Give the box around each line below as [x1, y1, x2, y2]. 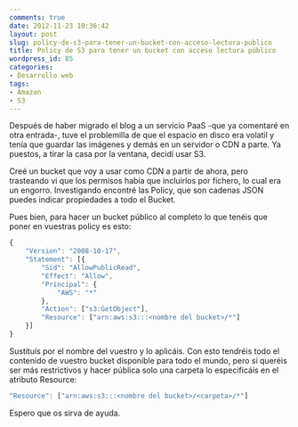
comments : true [9, 12, 66, 22]
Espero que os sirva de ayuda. [9, 407, 121, 418]
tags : [9, 79, 29, 88]
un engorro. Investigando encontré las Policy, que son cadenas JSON [9, 185, 264, 196]
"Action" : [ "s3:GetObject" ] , [41, 305, 149, 314]
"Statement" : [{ [25, 255, 86, 264]
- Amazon [9, 87, 42, 96]
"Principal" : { [41, 280, 98, 289]
